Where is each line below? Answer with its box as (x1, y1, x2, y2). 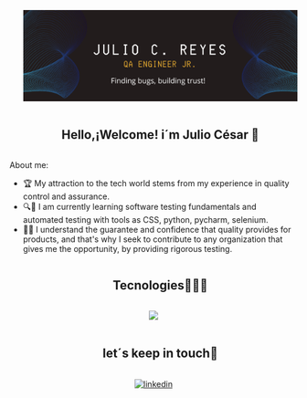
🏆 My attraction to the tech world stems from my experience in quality (22, 177, 290, 188)
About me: (9, 159, 48, 170)
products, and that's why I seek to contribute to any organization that (22, 234, 283, 245)
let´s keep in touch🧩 (102, 346, 218, 361)
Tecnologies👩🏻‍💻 (112, 278, 208, 293)
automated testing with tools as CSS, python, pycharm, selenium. (22, 214, 269, 225)
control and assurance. (22, 191, 110, 202)
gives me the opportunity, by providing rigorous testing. (22, 243, 233, 254)
